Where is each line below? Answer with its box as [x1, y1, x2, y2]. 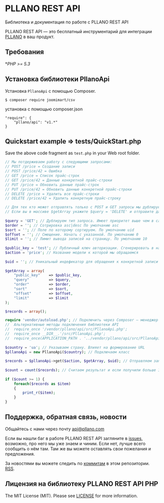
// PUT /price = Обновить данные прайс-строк [5, 182, 99, 187]
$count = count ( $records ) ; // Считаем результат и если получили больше [5, 368, 156, 373]
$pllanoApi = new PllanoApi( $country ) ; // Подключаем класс [5, 350, 130, 355]
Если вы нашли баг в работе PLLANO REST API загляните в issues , [5, 435, 143, 441]
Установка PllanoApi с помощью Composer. [5, 88, 96, 94]
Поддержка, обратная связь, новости [5, 413, 127, 421]
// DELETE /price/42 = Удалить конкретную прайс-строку [5, 196, 121, 201]
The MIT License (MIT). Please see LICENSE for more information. [5, 493, 138, 499]
